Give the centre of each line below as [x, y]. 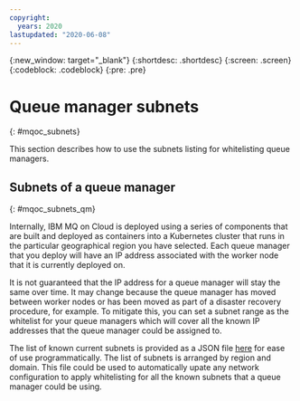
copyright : [30, 18]
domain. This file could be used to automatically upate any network [135, 368]
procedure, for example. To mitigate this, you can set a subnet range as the [149, 311]
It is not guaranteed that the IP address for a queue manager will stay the [145, 282]
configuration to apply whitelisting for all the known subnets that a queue [145, 377]
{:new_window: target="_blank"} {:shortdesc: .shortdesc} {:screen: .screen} [150, 61]
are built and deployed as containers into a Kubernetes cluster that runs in [147, 236]
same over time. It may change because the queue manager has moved [143, 292]
